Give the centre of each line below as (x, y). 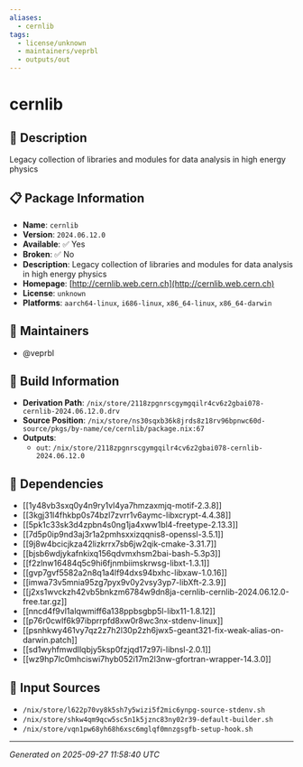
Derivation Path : (53, 403)
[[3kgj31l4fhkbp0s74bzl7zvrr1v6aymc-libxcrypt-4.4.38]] (127, 515)
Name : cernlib (50, 224)
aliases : (26, 18)
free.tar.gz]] (45, 602)
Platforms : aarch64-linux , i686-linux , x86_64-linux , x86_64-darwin (147, 303)
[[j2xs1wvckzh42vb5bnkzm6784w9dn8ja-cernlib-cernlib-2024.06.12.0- (156, 592)
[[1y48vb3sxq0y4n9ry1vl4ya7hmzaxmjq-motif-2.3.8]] (122, 506)
